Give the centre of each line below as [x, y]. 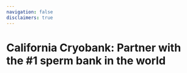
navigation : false [30, 12]
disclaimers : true [30, 18]
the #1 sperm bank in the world [86, 61]
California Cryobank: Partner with [94, 48]
